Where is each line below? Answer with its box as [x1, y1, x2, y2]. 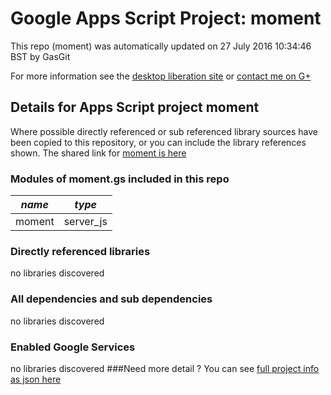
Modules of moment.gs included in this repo [10, 172, 230, 186]
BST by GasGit [10, 50, 71, 62]
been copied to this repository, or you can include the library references [10, 136, 307, 148]
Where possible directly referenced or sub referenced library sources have [10, 125, 318, 137]
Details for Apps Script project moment [10, 99, 260, 116]
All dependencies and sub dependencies [10, 292, 213, 306]
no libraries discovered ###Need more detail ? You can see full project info [10, 362, 320, 374]
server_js [63, 215, 108, 229]
